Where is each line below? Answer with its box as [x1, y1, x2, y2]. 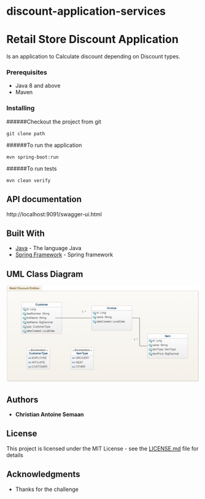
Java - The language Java [15, 245, 82, 252]
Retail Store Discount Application [6, 33, 179, 47]
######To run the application [6, 141, 82, 149]
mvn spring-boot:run [6, 154, 60, 160]
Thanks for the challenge [15, 485, 79, 493]
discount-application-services [6, 4, 166, 18]
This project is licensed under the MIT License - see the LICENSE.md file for [6, 444, 199, 452]
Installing [6, 104, 35, 112]
